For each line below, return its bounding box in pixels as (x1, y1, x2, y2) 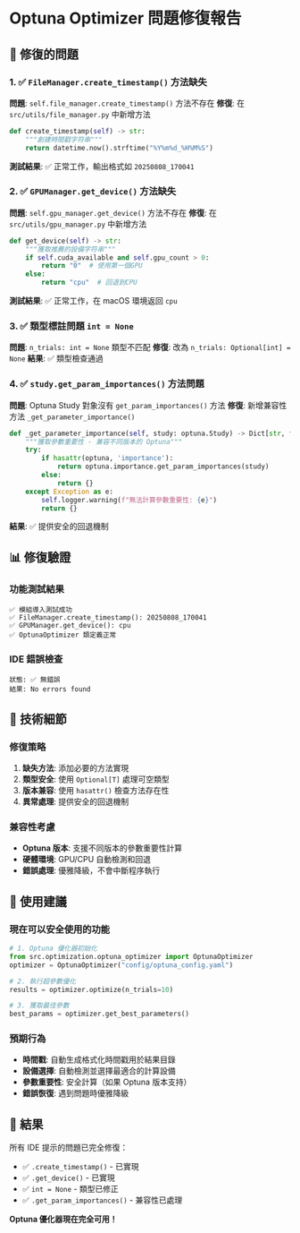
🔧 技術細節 (9, 711, 67, 726)
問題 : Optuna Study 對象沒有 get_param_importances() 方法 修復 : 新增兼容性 (9, 399, 287, 410)
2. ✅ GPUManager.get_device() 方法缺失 (9, 185, 177, 198)
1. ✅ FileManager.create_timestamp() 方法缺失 (9, 75, 208, 88)
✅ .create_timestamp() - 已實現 (21, 1161, 139, 1172)
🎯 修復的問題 (9, 47, 79, 62)
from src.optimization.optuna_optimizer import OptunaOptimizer (9, 952, 254, 961)
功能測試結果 (9, 583, 65, 595)
